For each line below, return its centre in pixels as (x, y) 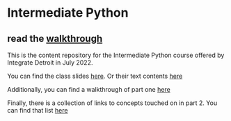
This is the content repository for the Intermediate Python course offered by (116, 55)
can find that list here (38, 110)
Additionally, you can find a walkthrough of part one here (89, 89)
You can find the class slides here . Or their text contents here (95, 76)
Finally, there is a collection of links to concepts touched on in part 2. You (112, 103)
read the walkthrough (55, 39)
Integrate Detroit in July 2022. (50, 63)
